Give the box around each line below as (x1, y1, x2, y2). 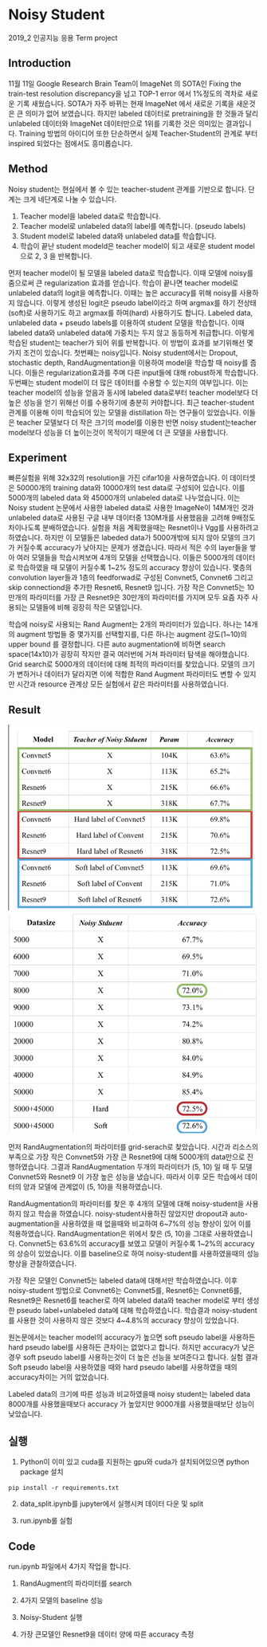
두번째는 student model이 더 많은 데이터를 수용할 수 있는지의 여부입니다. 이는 (8, 377, 249, 387)
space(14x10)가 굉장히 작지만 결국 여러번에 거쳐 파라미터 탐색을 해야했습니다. (8, 650, 249, 659)
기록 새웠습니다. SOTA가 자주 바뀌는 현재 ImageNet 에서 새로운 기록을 (16, 98, 235, 108)
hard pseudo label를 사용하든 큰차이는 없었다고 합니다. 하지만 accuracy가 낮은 (8, 1342, 255, 1352)
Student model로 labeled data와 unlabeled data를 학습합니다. (19, 231, 217, 241)
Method (8, 162, 49, 176)
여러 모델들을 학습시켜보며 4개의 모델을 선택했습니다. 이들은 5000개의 (16, 552, 234, 563)
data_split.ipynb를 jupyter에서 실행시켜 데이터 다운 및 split (19, 1499, 204, 1508)
